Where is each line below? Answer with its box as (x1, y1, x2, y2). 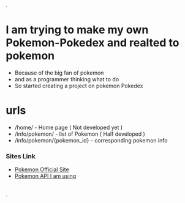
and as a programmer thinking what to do (14, 75, 119, 83)
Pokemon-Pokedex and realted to (6, 36, 179, 50)
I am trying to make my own (6, 23, 149, 37)
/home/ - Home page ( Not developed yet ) (14, 124, 123, 131)
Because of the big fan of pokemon (14, 69, 104, 76)
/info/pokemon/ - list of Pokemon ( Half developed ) (14, 130, 145, 138)
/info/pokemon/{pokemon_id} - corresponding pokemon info (14, 136, 168, 144)
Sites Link (6, 152, 36, 160)
